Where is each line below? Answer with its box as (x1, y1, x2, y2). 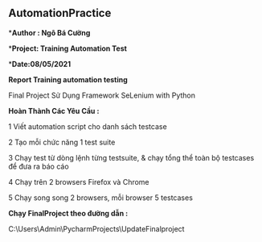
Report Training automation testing (8, 74, 129, 84)
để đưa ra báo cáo (8, 161, 70, 171)
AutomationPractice (8, 6, 112, 20)
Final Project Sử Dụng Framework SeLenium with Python (8, 90, 195, 100)
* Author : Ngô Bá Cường (8, 27, 91, 37)
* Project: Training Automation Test (8, 44, 127, 53)
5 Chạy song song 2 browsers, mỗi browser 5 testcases (8, 193, 193, 202)
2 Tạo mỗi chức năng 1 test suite (8, 137, 116, 147)
